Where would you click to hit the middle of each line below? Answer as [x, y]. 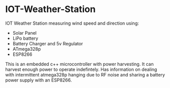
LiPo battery [25, 38]
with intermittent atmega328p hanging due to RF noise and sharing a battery [85, 74]
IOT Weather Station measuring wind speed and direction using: [72, 23]
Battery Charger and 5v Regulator [48, 43]
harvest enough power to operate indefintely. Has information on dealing [81, 69]
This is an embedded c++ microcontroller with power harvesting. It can [79, 64]
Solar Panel [25, 33]
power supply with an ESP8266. [39, 80]
